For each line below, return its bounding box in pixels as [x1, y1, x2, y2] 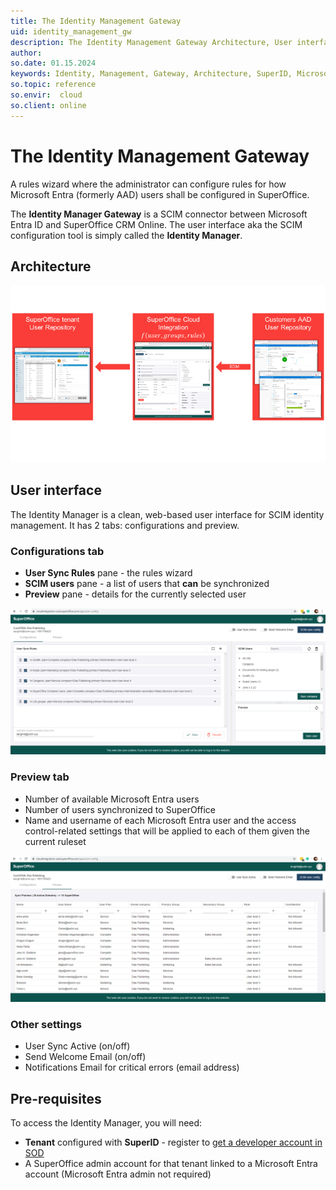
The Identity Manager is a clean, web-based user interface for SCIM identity [10, 508, 325, 520]
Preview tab [10, 770, 70, 784]
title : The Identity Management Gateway [10, 16, 182, 26]
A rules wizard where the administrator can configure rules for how [10, 178, 287, 190]
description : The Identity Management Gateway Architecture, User [10, 37, 293, 47]
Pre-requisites [10, 1090, 102, 1107]
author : [10, 48, 43, 58]
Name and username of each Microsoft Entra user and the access [24, 814, 297, 826]
